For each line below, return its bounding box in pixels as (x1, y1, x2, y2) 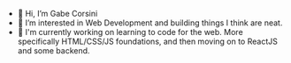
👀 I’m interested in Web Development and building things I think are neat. (17, 17, 283, 28)
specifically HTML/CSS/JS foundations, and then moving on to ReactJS (17, 36, 279, 46)
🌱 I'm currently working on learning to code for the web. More (17, 27, 243, 37)
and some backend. (17, 45, 90, 56)
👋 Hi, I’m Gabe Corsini (17, 9, 98, 18)
